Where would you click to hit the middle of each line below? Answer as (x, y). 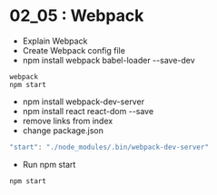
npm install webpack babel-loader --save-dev (108, 60)
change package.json (63, 130)
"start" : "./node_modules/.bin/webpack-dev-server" (109, 147)
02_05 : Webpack (77, 16)
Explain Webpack (55, 41)
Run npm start (49, 164)
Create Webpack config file (74, 50)
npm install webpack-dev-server (84, 102)
